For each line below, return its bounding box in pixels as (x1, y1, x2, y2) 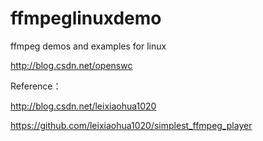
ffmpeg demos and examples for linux (10, 40, 167, 52)
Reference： (10, 80, 62, 92)
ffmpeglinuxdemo (10, 7, 162, 30)
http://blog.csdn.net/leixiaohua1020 (10, 100, 157, 112)
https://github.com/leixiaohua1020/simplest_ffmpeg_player (10, 119, 253, 131)
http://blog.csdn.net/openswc (10, 59, 133, 71)
